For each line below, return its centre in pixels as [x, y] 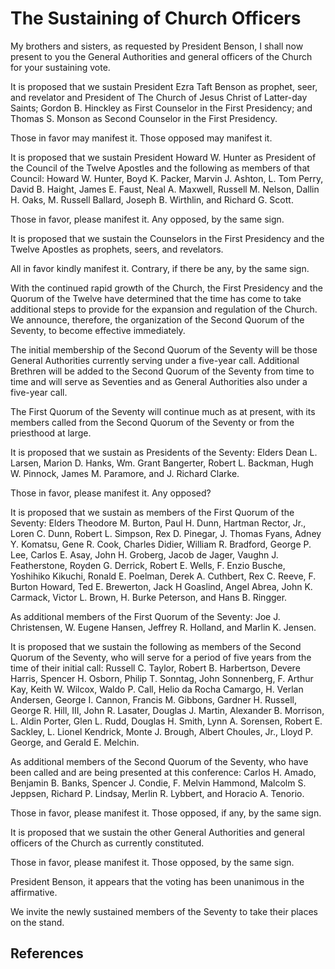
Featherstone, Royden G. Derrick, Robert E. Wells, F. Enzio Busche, [148, 565]
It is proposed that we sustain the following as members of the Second [156, 646]
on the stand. [37, 922]
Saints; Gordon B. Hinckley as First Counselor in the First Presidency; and [161, 108]
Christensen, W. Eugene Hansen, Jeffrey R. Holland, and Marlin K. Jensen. [163, 627]
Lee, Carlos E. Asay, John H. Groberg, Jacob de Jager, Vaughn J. [144, 554]
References [47, 953]
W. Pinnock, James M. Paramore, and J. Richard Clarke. [125, 473]
